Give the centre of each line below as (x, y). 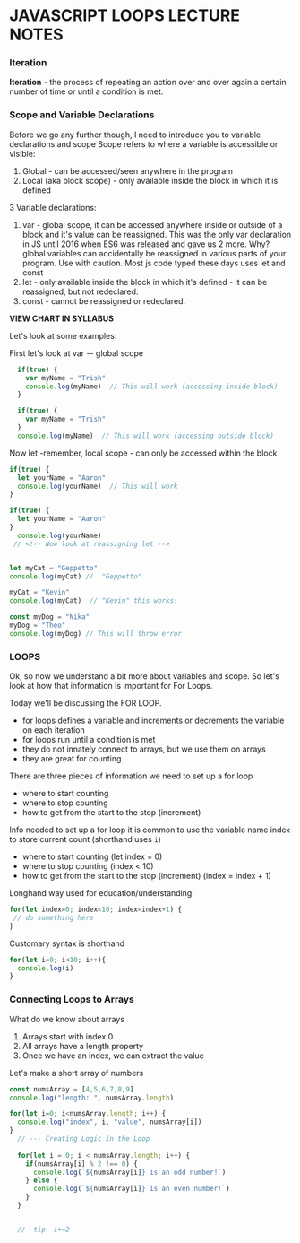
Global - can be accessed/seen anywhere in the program (128, 170)
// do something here (53, 917)
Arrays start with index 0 (68, 1036)
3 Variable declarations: (53, 207)
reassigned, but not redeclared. (80, 291)
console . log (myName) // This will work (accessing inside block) (152, 387)
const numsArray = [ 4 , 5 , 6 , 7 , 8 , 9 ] (72, 1089)
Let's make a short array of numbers (77, 1073)
